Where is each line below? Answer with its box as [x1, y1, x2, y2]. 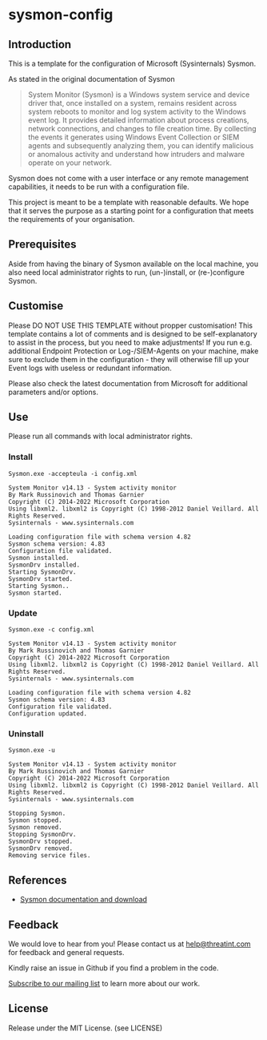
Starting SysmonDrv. [8, 567, 78, 576]
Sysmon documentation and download [19, 895, 148, 905]
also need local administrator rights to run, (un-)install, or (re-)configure [8, 267, 245, 277]
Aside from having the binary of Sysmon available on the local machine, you [8, 259, 259, 268]
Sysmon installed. [8, 554, 70, 562]
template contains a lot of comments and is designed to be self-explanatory [8, 329, 257, 338]
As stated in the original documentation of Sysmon [8, 75, 175, 83]
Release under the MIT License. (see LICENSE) [8, 1023, 163, 1033]
